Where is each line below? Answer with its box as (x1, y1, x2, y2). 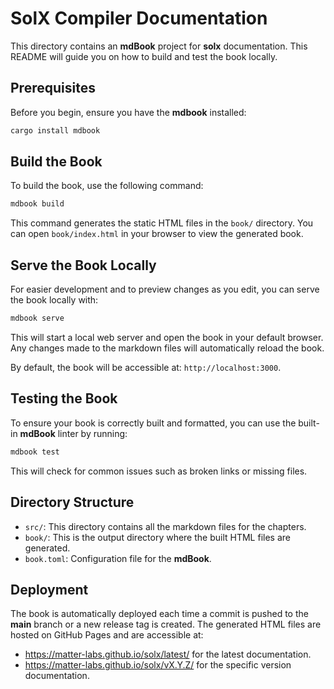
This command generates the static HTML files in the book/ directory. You (10, 217, 314, 229)
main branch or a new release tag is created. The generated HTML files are (10, 618, 322, 631)
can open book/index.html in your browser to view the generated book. (10, 228, 304, 240)
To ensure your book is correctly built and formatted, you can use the (10, 417, 297, 429)
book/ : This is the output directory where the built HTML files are (24, 531, 291, 543)
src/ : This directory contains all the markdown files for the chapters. (24, 520, 307, 532)
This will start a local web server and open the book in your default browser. (10, 332, 324, 343)
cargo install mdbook (10, 125, 101, 136)
